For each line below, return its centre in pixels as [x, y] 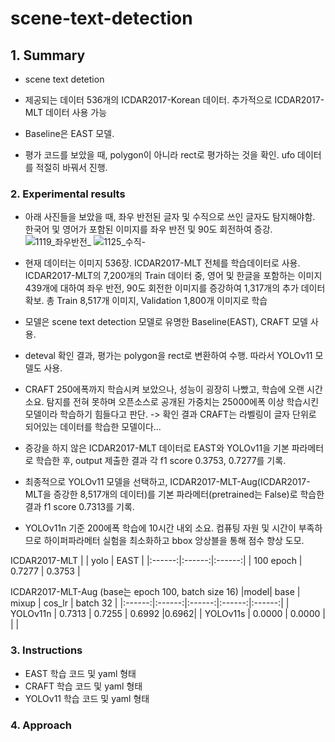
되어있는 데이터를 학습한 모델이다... [93, 427]
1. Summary [48, 55]
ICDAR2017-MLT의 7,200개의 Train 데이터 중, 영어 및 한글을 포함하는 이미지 [173, 276]
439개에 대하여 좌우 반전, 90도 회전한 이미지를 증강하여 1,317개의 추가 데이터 [175, 288]
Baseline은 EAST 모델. [69, 133]
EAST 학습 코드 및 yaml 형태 [80, 673]
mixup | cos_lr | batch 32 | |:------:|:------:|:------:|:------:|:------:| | [150, 603]
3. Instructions [46, 650]
